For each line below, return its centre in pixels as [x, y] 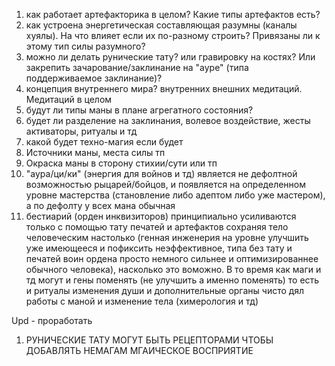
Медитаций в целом [69, 99]
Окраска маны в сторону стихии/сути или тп [121, 163]
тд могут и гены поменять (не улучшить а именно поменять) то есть [172, 280]
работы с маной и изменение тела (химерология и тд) [142, 301]
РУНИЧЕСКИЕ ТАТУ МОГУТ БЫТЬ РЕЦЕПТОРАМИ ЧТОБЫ [149, 340]
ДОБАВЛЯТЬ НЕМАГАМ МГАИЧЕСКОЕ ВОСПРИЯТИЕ [139, 350]
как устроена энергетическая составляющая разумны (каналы [161, 25]
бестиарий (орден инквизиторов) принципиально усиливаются [161, 216]
